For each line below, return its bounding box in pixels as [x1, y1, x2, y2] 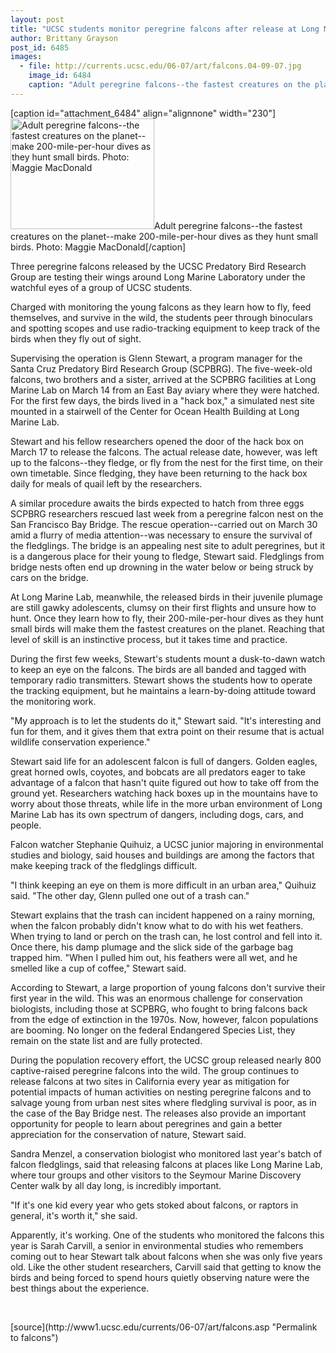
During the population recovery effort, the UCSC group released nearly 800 [10, 1054, 322, 1066]
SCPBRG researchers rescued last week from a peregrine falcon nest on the [10, 507, 324, 520]
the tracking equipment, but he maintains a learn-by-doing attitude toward [10, 684, 317, 696]
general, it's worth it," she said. [10, 1209, 138, 1221]
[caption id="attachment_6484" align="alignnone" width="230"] [10, 107, 277, 119]
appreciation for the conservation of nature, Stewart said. [10, 1128, 247, 1140]
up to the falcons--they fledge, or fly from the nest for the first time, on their [10, 456, 324, 468]
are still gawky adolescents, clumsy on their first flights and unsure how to [10, 601, 317, 613]
